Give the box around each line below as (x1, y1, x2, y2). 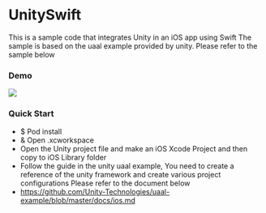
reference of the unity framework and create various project (19, 169, 221, 179)
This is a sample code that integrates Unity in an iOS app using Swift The (8, 32, 252, 42)
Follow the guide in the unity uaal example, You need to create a (19, 160, 234, 171)
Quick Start (8, 108, 54, 119)
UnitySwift (8, 6, 82, 24)
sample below (8, 49, 55, 59)
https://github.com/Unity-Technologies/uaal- (19, 186, 170, 196)
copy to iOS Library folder (19, 152, 107, 162)
